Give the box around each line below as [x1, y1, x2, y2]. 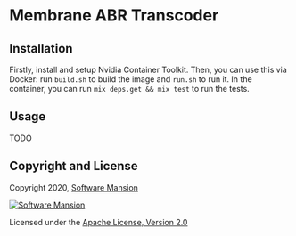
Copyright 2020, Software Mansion [9, 182, 138, 192]
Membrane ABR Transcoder [9, 5, 219, 26]
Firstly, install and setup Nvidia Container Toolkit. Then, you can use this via [9, 64, 287, 75]
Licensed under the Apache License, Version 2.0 [9, 216, 188, 227]
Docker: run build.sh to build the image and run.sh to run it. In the [9, 74, 252, 85]
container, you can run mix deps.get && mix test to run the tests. [9, 84, 250, 94]
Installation [9, 41, 73, 56]
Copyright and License [9, 159, 138, 174]
